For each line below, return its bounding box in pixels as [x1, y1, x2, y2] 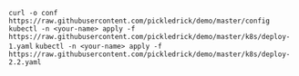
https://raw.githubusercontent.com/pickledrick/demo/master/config [8, 16, 271, 25]
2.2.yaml [8, 58, 42, 67]
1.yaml [8, 42, 34, 51]
